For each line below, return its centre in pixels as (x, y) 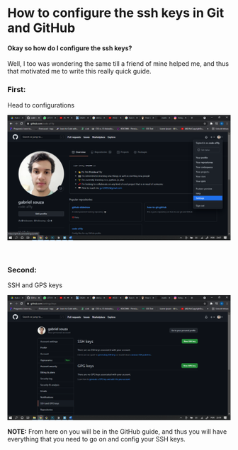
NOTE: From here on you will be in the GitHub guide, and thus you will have (117, 431)
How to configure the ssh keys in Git (116, 13)
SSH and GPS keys (35, 285)
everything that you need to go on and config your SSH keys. (96, 439)
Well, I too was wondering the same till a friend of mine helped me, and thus (118, 64)
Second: (22, 270)
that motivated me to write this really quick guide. (79, 71)
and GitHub (41, 28)
